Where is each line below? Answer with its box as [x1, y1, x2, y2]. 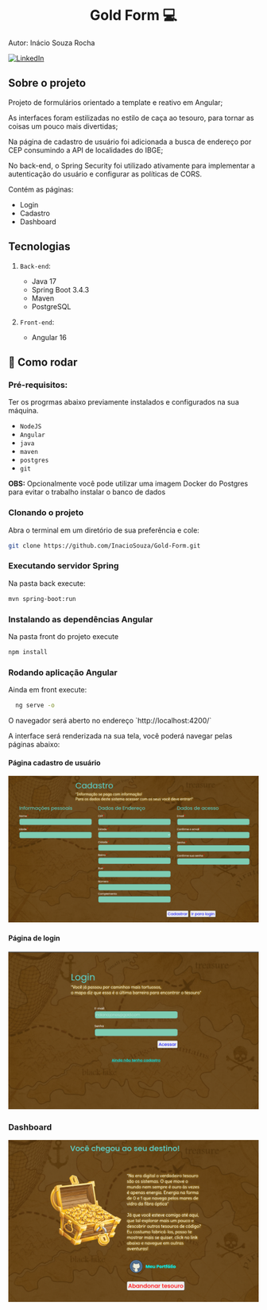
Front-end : [19, 317, 55, 327]
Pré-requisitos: [8, 379, 68, 390]
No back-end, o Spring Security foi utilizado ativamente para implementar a [8, 161, 256, 170]
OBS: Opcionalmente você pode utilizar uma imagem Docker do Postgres [8, 479, 249, 489]
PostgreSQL [31, 301, 72, 311]
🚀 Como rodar [8, 355, 78, 369]
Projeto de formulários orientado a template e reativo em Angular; [8, 97, 223, 107]
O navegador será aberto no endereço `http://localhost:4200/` [8, 715, 212, 725]
